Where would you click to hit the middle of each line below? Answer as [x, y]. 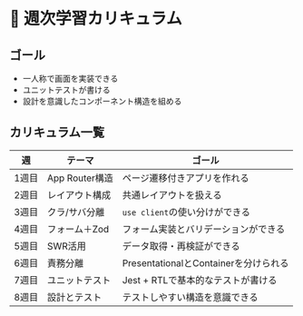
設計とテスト [74, 297]
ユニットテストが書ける [66, 90]
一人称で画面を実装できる [70, 79]
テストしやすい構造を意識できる [190, 297]
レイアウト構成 [79, 194]
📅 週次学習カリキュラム [96, 19]
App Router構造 [80, 178]
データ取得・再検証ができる [181, 246]
